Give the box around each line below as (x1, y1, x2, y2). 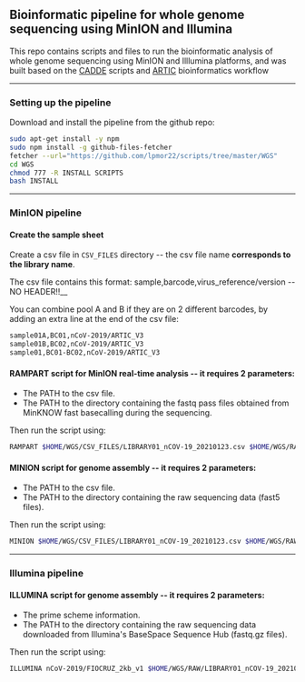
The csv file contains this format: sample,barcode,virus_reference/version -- (9, 276, 296, 287)
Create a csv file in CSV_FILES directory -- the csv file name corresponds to (9, 249, 291, 260)
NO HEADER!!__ (9, 286, 68, 297)
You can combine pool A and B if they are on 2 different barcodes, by (9, 304, 269, 315)
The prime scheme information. (22, 609, 141, 621)
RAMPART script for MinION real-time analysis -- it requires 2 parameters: (9, 367, 295, 378)
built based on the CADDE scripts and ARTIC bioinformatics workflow (9, 65, 270, 75)
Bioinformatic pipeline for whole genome (9, 7, 245, 23)
